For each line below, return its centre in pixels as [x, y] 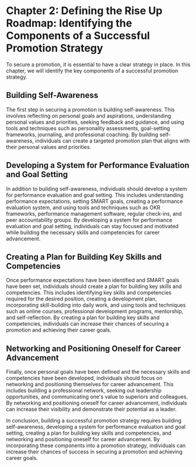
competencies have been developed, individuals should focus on [84, 378]
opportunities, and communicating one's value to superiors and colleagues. [97, 397]
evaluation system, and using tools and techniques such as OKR [83, 207]
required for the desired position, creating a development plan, [81, 299]
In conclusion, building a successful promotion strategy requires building [94, 421]
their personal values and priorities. [49, 147]
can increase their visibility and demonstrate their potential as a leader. [91, 410]
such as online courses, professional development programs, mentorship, [95, 312]
